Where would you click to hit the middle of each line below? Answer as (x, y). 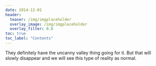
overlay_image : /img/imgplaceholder (49, 24)
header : (13, 15)
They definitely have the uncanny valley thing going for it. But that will (78, 53)
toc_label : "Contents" (29, 39)
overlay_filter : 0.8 (32, 29)
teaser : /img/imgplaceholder (41, 19)
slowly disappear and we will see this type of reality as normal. (71, 58)
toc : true (16, 34)
